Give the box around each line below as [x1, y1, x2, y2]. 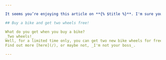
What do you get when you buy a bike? [5, 29, 85, 34]
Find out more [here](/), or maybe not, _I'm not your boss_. [5, 43, 136, 48]
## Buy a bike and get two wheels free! [5, 20, 90, 25]
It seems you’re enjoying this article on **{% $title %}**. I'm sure [5, 11, 154, 16]
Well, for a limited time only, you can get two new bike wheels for [5, 38, 152, 43]
